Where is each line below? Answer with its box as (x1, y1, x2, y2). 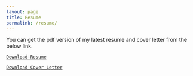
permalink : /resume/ (6, 20, 58, 26)
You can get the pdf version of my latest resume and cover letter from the (6, 37, 188, 44)
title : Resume (6, 14, 42, 20)
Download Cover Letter (6, 65, 63, 71)
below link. (6, 42, 33, 50)
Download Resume (6, 54, 47, 60)
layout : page (6, 8, 39, 15)
